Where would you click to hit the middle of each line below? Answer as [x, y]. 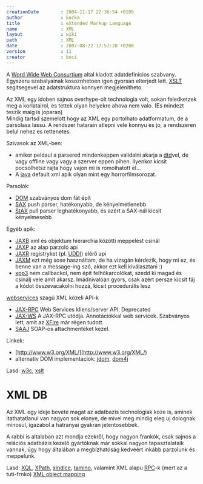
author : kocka [43, 18]
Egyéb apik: [21, 229]
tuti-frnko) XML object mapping [46, 474]
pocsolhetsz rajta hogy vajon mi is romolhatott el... [78, 168]
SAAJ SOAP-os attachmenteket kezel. [62, 329]
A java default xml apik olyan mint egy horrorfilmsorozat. [85, 174]
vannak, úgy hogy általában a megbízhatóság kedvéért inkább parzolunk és [101, 449]
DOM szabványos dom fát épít [53, 197]
